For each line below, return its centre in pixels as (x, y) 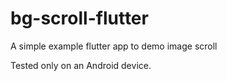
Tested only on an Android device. (81, 65)
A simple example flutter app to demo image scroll (114, 46)
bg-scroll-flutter (79, 18)
